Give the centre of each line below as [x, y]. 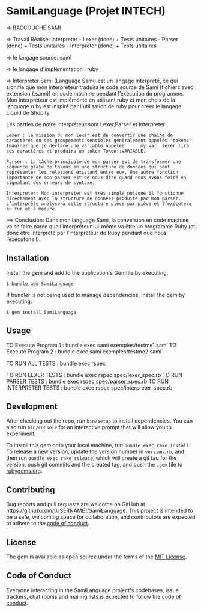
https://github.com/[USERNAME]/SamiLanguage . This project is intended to [100, 511]
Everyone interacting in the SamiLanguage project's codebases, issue [92, 590]
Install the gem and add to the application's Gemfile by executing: [87, 272]
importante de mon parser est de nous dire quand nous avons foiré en [96, 177]
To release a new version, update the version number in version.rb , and [95, 451]
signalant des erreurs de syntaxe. [51, 182]
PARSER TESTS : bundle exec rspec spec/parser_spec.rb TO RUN [88, 381]
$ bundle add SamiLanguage [40, 284]
